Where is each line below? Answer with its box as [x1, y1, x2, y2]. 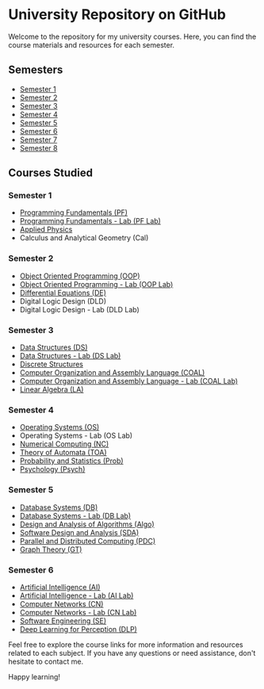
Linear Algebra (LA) [19, 385, 84, 394]
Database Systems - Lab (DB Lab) [19, 511, 132, 520]
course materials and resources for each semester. [8, 40, 175, 49]
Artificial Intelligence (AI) [19, 582, 101, 591]
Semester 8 [19, 143, 58, 152]
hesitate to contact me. [8, 656, 84, 666]
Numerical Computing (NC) [19, 439, 109, 449]
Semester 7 [19, 135, 58, 144]
